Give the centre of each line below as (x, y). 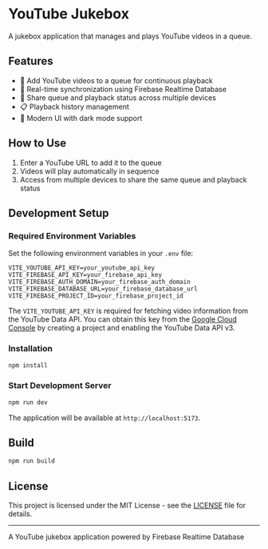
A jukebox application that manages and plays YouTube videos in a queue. (130, 36)
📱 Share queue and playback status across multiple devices (118, 98)
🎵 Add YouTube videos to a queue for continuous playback (116, 80)
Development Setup (59, 213)
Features (31, 61)
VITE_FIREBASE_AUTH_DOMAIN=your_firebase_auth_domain (100, 282)
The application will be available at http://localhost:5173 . (104, 418)
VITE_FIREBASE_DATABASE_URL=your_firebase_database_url (103, 289)
